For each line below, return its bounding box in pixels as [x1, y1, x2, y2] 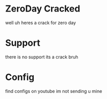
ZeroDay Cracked [5, 3, 81, 15]
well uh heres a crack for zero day [5, 20, 76, 26]
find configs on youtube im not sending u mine [5, 88, 102, 94]
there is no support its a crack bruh [5, 54, 78, 60]
